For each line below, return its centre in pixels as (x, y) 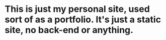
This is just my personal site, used (77, 9)
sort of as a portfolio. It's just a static (83, 20)
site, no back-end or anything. (69, 30)
